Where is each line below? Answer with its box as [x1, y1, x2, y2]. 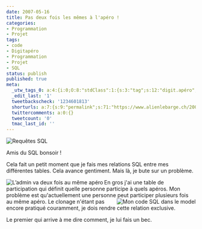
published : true [6, 76, 47, 82]
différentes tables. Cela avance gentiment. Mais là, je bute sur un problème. [6, 167, 194, 175]
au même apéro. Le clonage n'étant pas [6, 198, 105, 205]
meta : [6, 82, 20, 88]
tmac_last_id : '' [11, 121, 55, 127]
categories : [6, 20, 36, 26]
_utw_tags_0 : [11, 87, 44, 93]
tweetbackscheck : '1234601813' [11, 98, 90, 104]
